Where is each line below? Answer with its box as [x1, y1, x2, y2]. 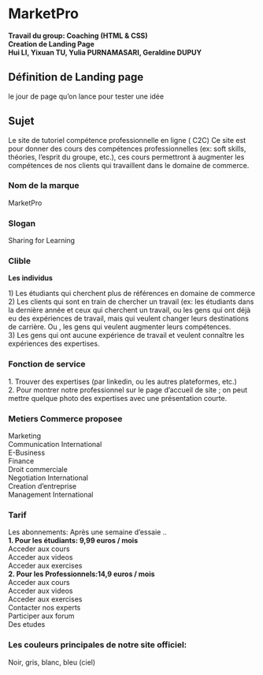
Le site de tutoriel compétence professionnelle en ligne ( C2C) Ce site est [8, 135, 246, 144]
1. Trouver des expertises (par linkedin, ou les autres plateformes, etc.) [8, 377, 238, 386]
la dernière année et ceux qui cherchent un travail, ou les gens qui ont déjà [8, 306, 251, 315]
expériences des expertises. [8, 339, 100, 348]
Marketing [8, 431, 42, 441]
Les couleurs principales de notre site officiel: [8, 639, 187, 651]
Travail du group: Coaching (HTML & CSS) [8, 31, 148, 40]
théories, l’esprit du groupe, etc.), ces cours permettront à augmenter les [8, 152, 245, 162]
